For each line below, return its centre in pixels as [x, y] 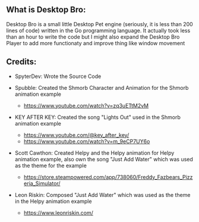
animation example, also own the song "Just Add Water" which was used [104, 159]
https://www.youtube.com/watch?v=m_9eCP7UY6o [87, 141]
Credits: [21, 62]
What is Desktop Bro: [46, 10]
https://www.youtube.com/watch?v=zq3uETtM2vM [86, 105]
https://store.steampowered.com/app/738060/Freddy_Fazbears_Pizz [108, 177]
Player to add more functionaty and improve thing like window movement [96, 43]
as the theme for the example [51, 165]
